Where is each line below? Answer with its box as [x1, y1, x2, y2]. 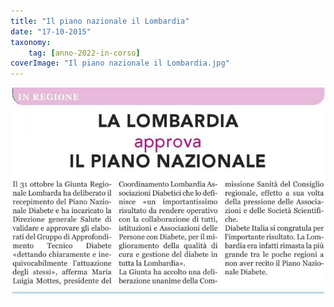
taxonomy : [10, 37, 52, 47]
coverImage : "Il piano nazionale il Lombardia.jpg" [10, 58, 230, 69]
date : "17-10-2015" [10, 26, 92, 37]
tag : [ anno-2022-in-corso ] [28, 48, 141, 58]
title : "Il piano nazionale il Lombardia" [10, 16, 190, 26]
